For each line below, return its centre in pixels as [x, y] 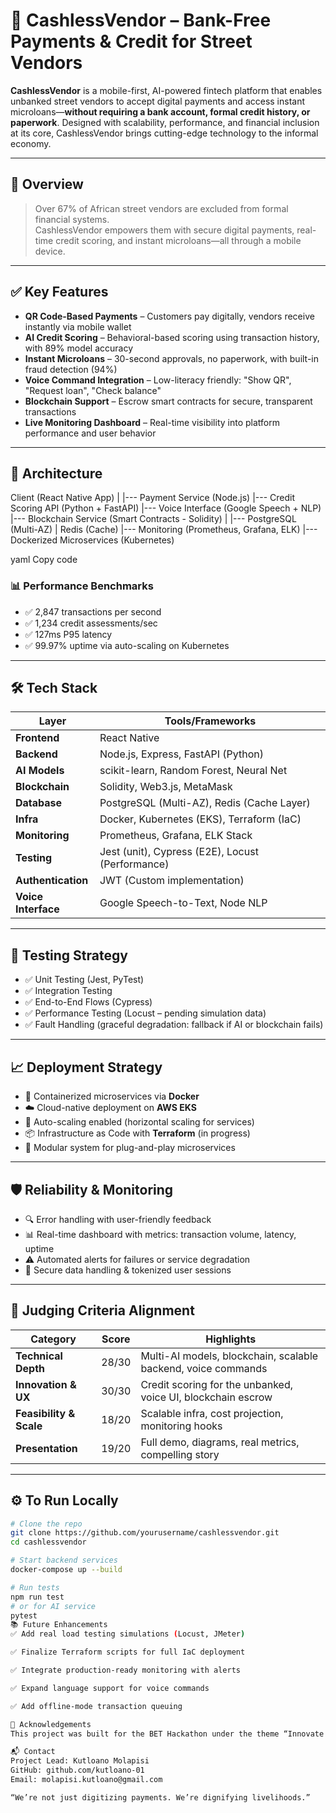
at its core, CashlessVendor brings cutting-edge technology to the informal [164, 133]
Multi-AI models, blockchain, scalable [229, 1356]
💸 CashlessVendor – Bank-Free [141, 20]
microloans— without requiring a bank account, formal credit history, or [160, 111]
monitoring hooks [181, 1426]
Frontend [37, 738]
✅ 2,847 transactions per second [93, 611]
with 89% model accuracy [79, 348]
